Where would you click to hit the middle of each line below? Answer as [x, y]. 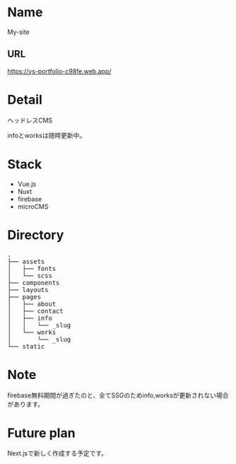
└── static [26, 346]
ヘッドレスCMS [30, 120]
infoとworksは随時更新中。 [47, 135]
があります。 [26, 404]
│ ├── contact [35, 311]
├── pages [24, 297]
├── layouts [28, 290]
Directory [36, 235]
